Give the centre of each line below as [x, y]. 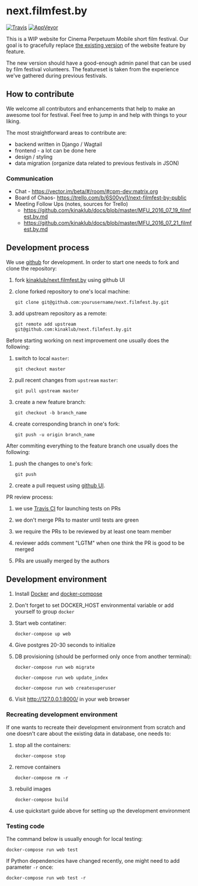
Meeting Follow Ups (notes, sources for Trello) [71, 204]
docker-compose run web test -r [46, 878]
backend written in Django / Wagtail [58, 144]
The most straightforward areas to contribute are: [66, 132]
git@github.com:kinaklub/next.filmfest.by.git [73, 329]
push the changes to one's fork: [54, 463]
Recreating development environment [62, 714]
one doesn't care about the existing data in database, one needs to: [89, 733]
